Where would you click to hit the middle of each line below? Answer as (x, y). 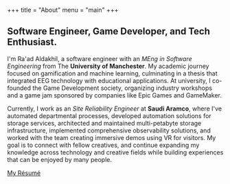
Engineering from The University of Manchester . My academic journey (108, 66)
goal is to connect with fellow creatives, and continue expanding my (103, 145)
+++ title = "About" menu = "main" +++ (63, 10)
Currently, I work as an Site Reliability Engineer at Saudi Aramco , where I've (114, 108)
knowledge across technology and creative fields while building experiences (115, 152)
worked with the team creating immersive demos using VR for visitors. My (112, 137)
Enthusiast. (32, 42)
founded (19, 88)
